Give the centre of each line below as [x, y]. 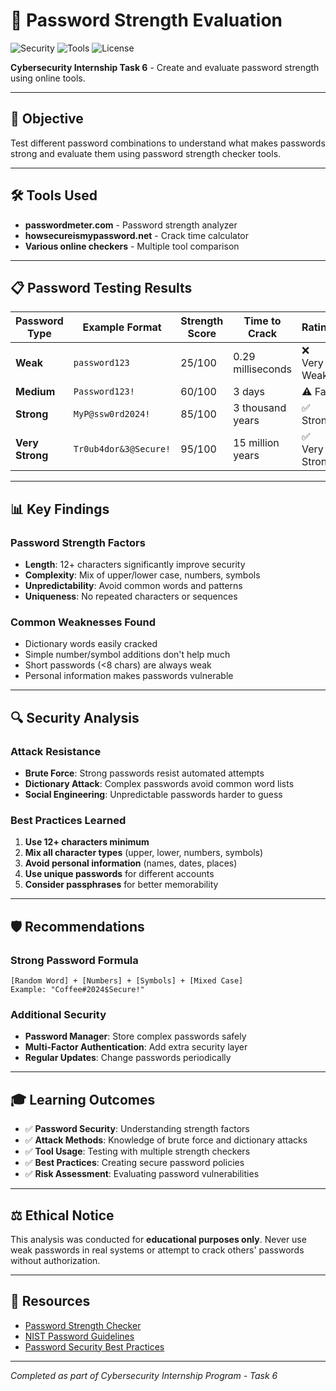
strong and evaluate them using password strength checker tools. [146, 153]
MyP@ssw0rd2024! [112, 414]
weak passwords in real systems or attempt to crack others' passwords [157, 1250]
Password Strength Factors [78, 542]
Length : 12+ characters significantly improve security [135, 565]
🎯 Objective [47, 119]
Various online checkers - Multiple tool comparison [132, 246]
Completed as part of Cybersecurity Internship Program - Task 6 [144, 1375]
